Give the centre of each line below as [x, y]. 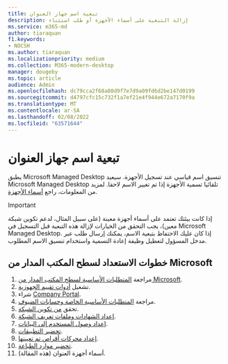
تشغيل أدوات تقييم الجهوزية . [54, 287]
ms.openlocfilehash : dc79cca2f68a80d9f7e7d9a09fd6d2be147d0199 [101, 91]
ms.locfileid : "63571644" [45, 123]
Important [22, 205]
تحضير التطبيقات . [40, 331]
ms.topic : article [34, 78]
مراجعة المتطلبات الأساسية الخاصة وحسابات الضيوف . [87, 301]
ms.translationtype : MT [42, 104]
